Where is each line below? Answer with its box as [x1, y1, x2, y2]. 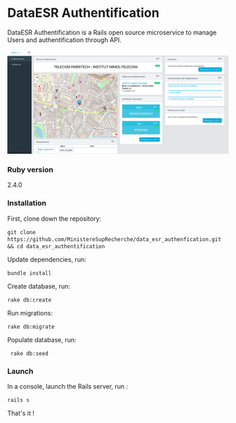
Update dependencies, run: [7, 255, 86, 263]
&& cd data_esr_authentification [7, 242, 105, 250]
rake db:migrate [7, 323, 55, 330]
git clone [7, 228, 37, 236]
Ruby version [7, 165, 54, 175]
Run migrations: [7, 308, 53, 317]
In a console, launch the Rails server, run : [7, 382, 129, 391]
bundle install [7, 269, 52, 277]
